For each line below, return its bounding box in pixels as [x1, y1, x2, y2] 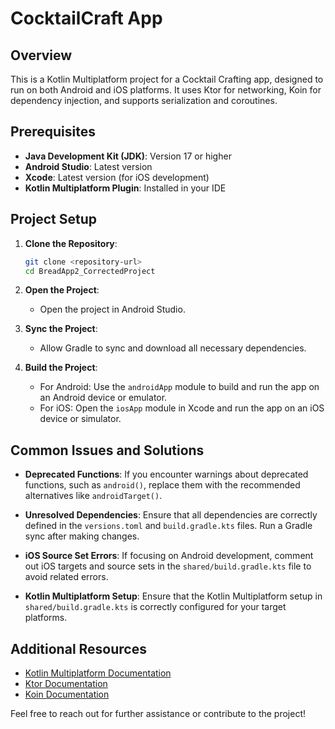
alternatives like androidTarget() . [24, 490, 163, 502]
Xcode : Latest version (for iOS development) [24, 171, 210, 183]
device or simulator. [39, 413, 122, 425]
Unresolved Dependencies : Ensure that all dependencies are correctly [24, 509, 318, 521]
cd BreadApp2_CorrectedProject [24, 266, 156, 276]
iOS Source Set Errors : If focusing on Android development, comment [24, 550, 314, 562]
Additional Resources [10, 640, 147, 657]
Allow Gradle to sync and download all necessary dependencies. [39, 342, 307, 354]
